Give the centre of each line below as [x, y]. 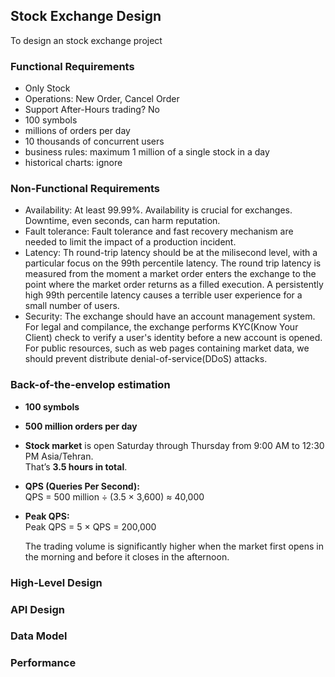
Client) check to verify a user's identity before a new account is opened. [173, 338]
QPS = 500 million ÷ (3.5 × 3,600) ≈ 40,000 [114, 496]
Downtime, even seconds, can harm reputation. [122, 221]
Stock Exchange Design [86, 16]
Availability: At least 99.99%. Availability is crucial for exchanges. [158, 210]
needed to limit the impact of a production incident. [130, 242]
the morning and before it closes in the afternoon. [127, 556]
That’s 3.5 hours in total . [76, 466]
